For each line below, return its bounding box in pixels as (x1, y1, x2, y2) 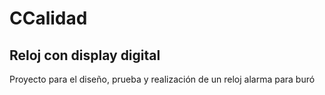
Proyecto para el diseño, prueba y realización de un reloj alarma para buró (9, 73, 316, 85)
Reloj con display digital (9, 47, 161, 64)
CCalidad (9, 7, 88, 30)
